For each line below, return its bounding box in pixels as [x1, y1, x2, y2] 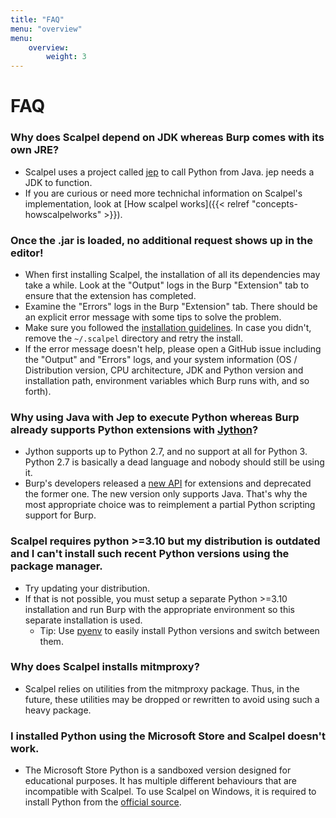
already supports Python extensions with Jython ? [10, 422, 259, 436]
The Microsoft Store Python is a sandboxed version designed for [24, 764, 292, 776]
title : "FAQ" [10, 14, 65, 25]
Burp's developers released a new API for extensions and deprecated [24, 477, 312, 490]
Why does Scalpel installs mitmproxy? [10, 660, 200, 674]
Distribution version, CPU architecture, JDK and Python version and [24, 364, 304, 376]
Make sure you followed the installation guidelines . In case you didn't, [24, 321, 312, 333]
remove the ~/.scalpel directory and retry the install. [24, 332, 243, 344]
